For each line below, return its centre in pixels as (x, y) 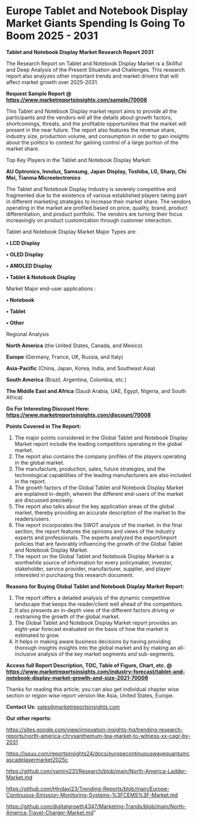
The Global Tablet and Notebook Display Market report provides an (96, 623)
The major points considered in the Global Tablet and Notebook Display (101, 437)
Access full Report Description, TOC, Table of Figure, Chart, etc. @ (89, 665)
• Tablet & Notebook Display (41, 277)
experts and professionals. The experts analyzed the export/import (96, 537)
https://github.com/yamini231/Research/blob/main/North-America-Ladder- (97, 771)
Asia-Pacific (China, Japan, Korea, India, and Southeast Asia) (81, 368)
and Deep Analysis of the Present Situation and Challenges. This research (96, 69)
